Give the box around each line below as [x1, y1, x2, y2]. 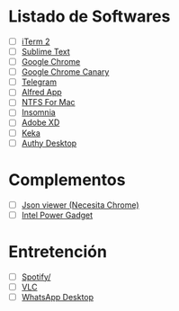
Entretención [8, 241, 107, 262]
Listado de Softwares [8, 6, 171, 27]
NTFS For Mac [21, 97, 76, 108]
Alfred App [21, 87, 62, 98]
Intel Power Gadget [21, 209, 94, 220]
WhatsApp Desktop [21, 291, 94, 302]
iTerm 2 [21, 36, 50, 47]
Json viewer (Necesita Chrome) [21, 200, 140, 210]
